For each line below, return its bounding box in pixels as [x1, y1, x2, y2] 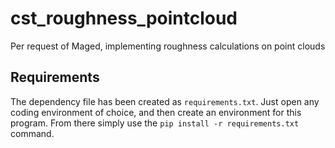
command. [10, 127, 55, 139]
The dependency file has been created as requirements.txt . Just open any [10, 95, 320, 107]
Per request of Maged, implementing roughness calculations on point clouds [10, 40, 326, 52]
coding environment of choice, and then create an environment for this [10, 106, 302, 118]
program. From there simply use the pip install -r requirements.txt [10, 117, 300, 129]
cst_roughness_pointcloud [10, 7, 238, 30]
